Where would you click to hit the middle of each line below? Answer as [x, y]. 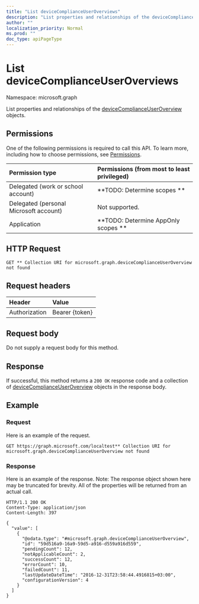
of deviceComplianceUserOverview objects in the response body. [86, 387]
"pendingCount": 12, [47, 549]
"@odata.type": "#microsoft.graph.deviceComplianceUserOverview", [105, 539]
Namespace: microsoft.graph [42, 97]
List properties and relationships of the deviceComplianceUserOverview [94, 109]
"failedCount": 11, [46, 570]
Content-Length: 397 [32, 513]
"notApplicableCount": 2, [54, 554]
